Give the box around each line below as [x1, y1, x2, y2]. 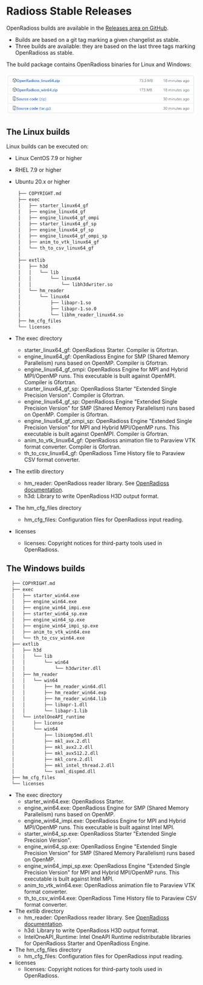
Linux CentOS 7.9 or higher [14, 154, 83, 161]
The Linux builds [6, 126, 71, 137]
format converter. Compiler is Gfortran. [24, 443, 121, 450]
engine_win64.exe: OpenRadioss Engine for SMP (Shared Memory [24, 804, 189, 811]
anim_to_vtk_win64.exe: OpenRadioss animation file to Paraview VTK [24, 881, 195, 889]
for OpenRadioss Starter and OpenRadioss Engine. [24, 939, 150, 947]
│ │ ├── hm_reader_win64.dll [11, 683, 107, 689]
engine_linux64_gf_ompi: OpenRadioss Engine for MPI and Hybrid [24, 365, 188, 373]
